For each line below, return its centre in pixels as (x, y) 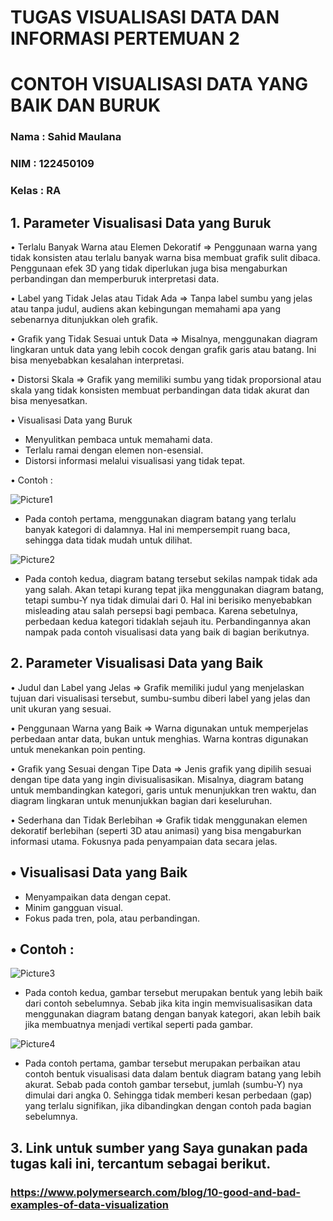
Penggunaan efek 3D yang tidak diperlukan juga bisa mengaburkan (149, 268)
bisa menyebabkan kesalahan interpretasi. (97, 360)
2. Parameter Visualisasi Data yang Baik (137, 663)
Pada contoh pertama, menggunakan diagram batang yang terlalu (160, 518)
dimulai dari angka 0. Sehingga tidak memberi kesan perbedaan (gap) (168, 1095)
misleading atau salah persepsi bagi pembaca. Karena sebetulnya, (161, 610)
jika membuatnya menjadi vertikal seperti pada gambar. (138, 1025)
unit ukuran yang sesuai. (61, 708)
